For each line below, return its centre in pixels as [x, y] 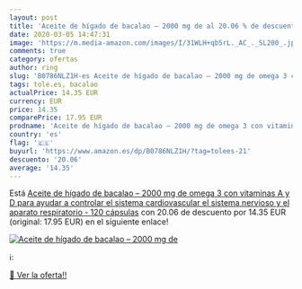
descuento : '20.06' [46, 159]
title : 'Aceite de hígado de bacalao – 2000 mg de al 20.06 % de [134, 26]
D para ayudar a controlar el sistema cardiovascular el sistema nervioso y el [150, 203]
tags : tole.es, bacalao [54, 84]
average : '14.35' [42, 168]
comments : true [38, 51]
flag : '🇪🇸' [31, 143]
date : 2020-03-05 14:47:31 [60, 34]
